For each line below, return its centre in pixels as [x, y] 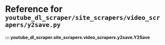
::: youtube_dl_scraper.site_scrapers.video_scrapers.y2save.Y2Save [78, 37]
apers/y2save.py [33, 25]
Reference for [34, 9]
